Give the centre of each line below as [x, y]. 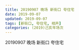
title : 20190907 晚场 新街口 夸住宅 [40, 10]
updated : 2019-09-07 [26, 19]
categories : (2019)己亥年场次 [34, 28]
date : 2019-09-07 [23, 14]
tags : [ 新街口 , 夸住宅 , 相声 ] [33, 23]
